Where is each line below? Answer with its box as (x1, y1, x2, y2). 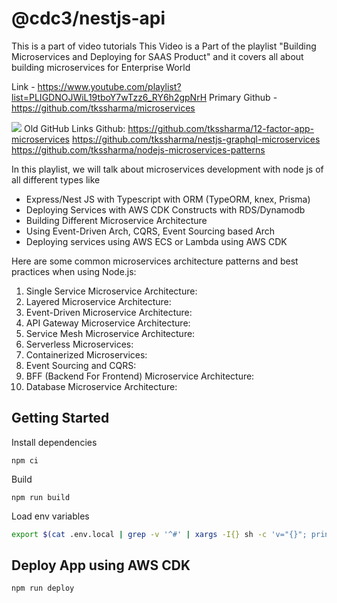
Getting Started (11, 410, 110, 427)
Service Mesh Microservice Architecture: (25, 327, 196, 339)
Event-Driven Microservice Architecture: (25, 306, 193, 318)
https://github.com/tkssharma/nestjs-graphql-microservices (71, 133, 321, 145)
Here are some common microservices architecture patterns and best (11, 255, 299, 267)
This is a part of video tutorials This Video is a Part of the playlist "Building (11, 40, 317, 52)
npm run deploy (11, 583, 75, 594)
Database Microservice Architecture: (25, 380, 178, 392)
